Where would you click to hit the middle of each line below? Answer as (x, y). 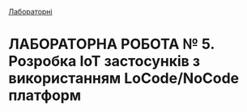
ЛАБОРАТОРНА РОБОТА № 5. (111, 44)
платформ (45, 95)
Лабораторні (30, 12)
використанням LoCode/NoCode (124, 79)
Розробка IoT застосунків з (104, 62)
